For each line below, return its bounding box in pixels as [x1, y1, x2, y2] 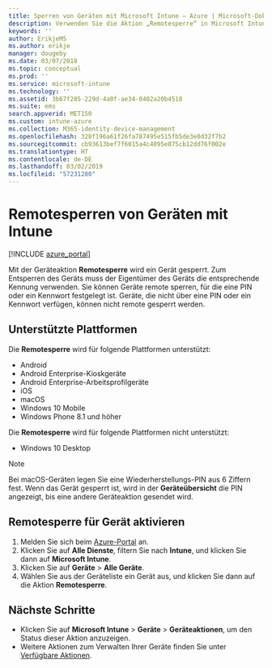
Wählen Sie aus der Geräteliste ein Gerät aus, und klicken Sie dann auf [19, 571, 256, 580]
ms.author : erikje [8, 42, 70, 50]
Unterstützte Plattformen [8, 323, 138, 336]
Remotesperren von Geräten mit [8, 205, 228, 224]
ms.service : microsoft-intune [8, 79, 111, 88]
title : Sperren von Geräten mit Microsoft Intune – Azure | [8, 11, 216, 20]
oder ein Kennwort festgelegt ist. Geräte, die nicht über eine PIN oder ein [8, 290, 252, 300]
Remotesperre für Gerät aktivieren [8, 516, 185, 529]
